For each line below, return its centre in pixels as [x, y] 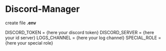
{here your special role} [29, 43]
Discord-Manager [43, 9]
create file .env [21, 23]
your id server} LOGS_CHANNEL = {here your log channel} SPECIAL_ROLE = [83, 38]
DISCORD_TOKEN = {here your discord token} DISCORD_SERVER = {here [80, 32]
